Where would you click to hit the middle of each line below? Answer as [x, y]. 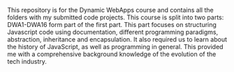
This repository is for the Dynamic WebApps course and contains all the [111, 10]
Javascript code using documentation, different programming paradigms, [113, 32]
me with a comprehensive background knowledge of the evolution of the [112, 54]
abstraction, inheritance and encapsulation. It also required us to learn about [117, 39]
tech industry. [27, 61]
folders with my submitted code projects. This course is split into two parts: [116, 17]
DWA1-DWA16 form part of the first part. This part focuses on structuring [112, 25]
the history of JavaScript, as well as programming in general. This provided [115, 47]
